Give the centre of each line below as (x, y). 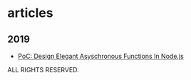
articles (30, 13)
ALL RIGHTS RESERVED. (43, 70)
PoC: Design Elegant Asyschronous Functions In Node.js (100, 56)
